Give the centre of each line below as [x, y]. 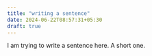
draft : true [24, 26]
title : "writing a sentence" [49, 13]
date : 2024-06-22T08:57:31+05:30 [55, 20]
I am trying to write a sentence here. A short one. [76, 46]
